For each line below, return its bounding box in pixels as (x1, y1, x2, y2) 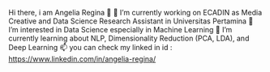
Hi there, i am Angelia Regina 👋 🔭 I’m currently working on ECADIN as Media (8, 8, 262, 17)
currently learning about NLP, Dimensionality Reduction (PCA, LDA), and (8, 33, 250, 43)
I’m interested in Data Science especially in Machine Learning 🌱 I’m (8, 25, 233, 34)
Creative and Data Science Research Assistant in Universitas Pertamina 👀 (8, 16, 254, 26)
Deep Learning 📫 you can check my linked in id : (8, 43, 173, 52)
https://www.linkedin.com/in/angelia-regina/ (8, 54, 156, 64)
